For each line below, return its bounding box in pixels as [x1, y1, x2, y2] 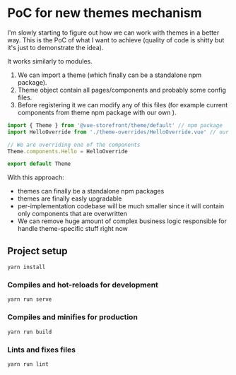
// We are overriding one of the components [7, 141, 141, 148]
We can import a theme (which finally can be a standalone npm [17, 71, 202, 79]
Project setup [7, 245, 69, 257]
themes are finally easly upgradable [17, 194, 122, 203]
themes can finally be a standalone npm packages [17, 187, 165, 196]
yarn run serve [7, 296, 52, 303]
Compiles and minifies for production [7, 312, 138, 322]
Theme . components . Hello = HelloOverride [7, 148, 129, 155]
